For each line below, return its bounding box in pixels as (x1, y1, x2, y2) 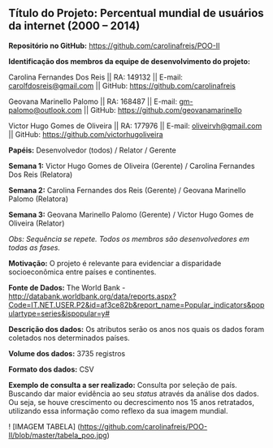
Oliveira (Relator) (8, 218, 65, 228)
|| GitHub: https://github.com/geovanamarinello (84, 105, 242, 114)
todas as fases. (8, 243, 61, 252)
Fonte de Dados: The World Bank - (8, 282, 126, 292)
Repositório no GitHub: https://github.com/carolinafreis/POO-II (8, 41, 220, 50)
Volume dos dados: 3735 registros (8, 348, 126, 358)
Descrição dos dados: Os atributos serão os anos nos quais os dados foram (8, 324, 265, 334)
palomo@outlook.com (8, 105, 83, 114)
